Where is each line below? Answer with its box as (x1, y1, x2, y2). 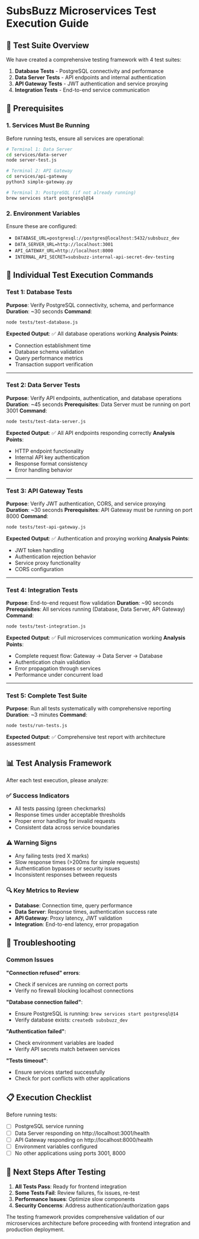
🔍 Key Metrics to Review (6, 886, 79, 894)
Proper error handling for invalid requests (14, 818, 116, 825)
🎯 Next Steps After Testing (6, 1167, 106, 1177)
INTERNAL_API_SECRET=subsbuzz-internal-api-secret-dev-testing (14, 254, 175, 260)
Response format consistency (14, 460, 88, 467)
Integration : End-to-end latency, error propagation (14, 920, 139, 928)
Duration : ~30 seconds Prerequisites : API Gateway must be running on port (6, 507, 192, 514)
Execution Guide (6, 17, 89, 30)
